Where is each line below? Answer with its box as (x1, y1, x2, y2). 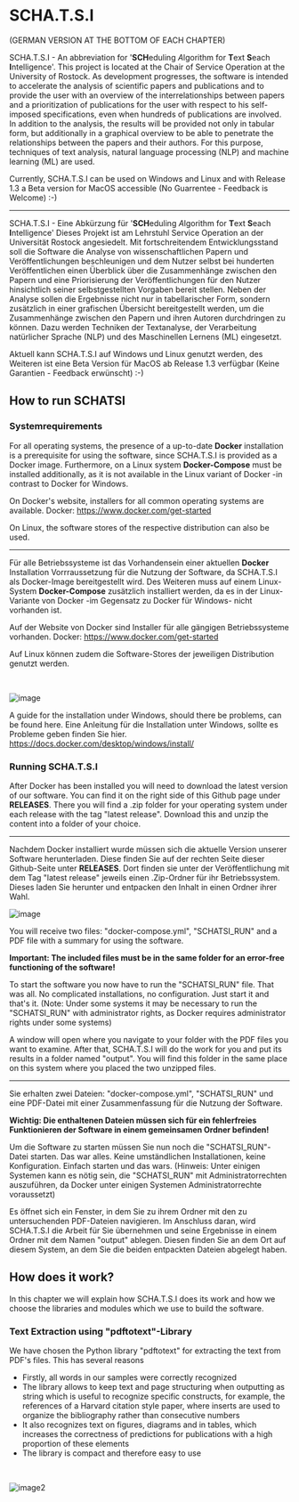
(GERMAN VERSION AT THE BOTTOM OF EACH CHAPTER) (9, 35, 226, 45)
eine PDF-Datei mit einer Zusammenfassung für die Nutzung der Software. (9, 1097, 283, 1108)
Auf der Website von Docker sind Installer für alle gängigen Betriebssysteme (9, 621, 289, 632)
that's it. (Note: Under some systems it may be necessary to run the (9, 998, 258, 1009)
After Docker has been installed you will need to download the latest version (9, 780, 288, 791)
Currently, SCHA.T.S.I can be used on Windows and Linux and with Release (9, 173, 287, 183)
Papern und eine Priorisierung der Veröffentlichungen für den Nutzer (9, 274, 261, 285)
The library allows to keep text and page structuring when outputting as (21, 1382, 285, 1392)
